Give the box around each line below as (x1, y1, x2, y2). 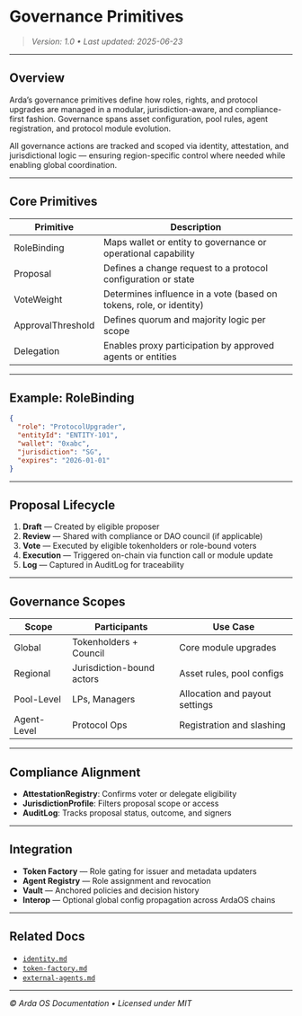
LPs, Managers (71, 694, 136, 706)
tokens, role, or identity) (102, 298, 204, 311)
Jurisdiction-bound (71, 662, 155, 675)
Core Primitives (9, 194, 98, 209)
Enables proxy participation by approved (102, 339, 275, 351)
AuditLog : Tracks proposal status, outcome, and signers (22, 807, 232, 818)
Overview (9, 70, 66, 86)
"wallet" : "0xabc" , (17, 439, 91, 448)
